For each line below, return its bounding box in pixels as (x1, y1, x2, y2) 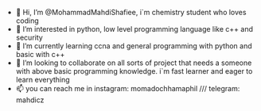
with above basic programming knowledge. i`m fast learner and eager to (15, 67, 253, 75)
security (15, 33, 44, 42)
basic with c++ (15, 50, 65, 59)
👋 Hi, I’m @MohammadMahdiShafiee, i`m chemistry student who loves (15, 8, 247, 17)
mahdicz (15, 95, 45, 105)
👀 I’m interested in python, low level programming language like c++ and (15, 25, 253, 33)
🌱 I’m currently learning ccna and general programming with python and (15, 41, 252, 51)
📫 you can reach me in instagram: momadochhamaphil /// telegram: (15, 84, 240, 93)
